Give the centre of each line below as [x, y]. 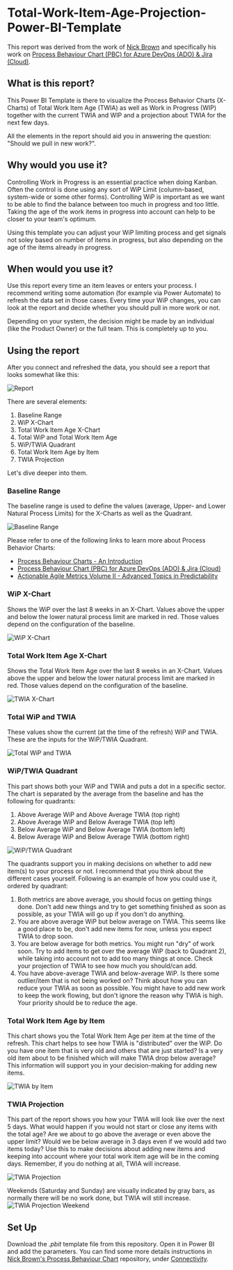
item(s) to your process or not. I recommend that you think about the [105, 871]
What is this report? [51, 84]
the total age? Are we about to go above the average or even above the [109, 1134]
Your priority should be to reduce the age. [77, 1002]
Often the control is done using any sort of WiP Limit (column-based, [106, 189]
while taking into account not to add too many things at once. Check [115, 958]
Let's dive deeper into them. [48, 473]
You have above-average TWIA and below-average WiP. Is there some [118, 973]
